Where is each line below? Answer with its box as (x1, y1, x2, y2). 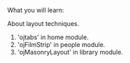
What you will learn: (7, 6, 64, 14)
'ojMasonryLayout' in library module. (17, 48, 124, 56)
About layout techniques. (7, 20, 80, 27)
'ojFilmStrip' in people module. (17, 41, 106, 48)
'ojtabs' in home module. (17, 33, 89, 41)
